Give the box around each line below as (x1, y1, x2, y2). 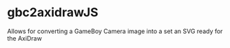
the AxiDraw (7, 34, 43, 42)
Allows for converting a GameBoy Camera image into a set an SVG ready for (7, 27, 223, 35)
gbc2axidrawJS (7, 5, 98, 20)
